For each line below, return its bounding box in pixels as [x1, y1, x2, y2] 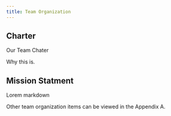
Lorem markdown [6, 91, 50, 99]
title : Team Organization [6, 8, 71, 15]
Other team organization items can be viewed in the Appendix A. [6, 103, 166, 111]
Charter [6, 31, 36, 41]
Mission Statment [6, 75, 74, 86]
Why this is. [6, 58, 35, 66]
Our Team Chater [6, 47, 49, 54]
